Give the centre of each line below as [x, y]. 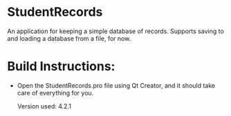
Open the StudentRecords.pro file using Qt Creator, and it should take [116, 85]
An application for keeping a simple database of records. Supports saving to [116, 31]
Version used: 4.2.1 [44, 106]
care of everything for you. [55, 93]
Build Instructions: [61, 67]
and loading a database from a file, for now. [69, 38]
